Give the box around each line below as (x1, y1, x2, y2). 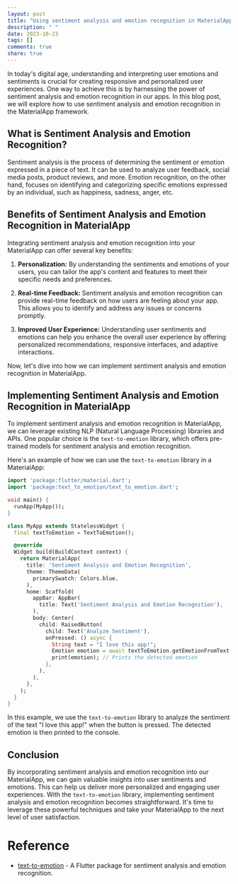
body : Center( (33, 615, 74, 622)
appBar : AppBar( (33, 594, 81, 602)
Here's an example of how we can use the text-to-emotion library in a (7, 456, 212, 464)
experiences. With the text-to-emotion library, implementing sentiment (7, 790, 215, 799)
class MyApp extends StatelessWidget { (7, 523, 125, 530)
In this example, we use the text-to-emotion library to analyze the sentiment (7, 713, 230, 721)
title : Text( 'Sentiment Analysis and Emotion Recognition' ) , (38, 601, 223, 609)
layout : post (7, 10, 46, 18)
